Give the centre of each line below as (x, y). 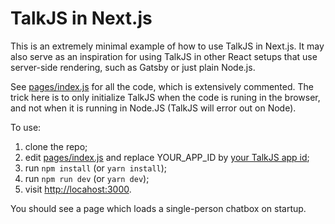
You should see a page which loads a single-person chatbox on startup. (158, 208)
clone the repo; (56, 146)
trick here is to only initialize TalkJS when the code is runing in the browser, (165, 97)
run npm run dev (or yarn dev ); (87, 178)
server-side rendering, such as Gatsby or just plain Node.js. (133, 67)
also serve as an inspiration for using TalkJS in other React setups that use (164, 56)
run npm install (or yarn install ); (96, 168)
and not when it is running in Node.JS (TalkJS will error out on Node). (153, 108)
